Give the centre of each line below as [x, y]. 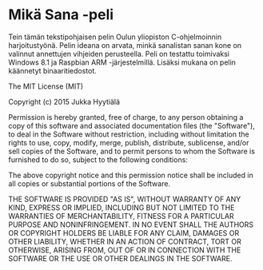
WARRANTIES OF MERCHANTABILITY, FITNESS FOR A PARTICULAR [121, 216]
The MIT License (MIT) [46, 86]
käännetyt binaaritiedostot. [53, 70]
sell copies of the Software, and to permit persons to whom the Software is [132, 151]
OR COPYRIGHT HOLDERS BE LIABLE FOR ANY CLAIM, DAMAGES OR [124, 232]
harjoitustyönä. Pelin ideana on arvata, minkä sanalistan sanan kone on [125, 45]
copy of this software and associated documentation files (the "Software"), [132, 125]
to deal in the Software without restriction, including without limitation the [129, 134]
